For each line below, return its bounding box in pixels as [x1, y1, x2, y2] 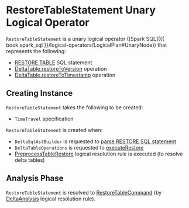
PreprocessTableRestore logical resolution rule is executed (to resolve [14, 150, 183, 157]
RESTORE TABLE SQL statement [14, 59, 92, 66]
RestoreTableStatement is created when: [6, 126, 103, 133]
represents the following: [6, 47, 66, 54]
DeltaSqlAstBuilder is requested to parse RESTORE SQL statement [14, 138, 177, 145]
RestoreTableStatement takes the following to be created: [6, 103, 143, 111]
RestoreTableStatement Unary [6, 4, 156, 17]
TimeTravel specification [14, 115, 74, 122]
